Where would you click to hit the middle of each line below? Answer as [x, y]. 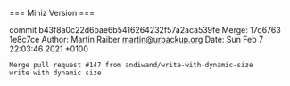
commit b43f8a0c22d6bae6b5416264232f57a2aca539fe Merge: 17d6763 [145, 30]
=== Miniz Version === [52, 13]
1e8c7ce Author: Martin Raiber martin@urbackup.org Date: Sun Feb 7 [137, 39]
